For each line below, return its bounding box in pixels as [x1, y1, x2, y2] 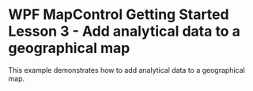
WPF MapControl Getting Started [8, 6, 229, 24]
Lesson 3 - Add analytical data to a [8, 22, 241, 40]
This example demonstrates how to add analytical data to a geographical [8, 65, 245, 74]
